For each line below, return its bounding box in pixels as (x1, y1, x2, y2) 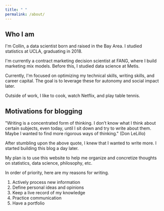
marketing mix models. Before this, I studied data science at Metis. (5, 63, 140, 69)
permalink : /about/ (5, 12, 45, 17)
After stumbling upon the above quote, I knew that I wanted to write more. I (5, 140, 157, 146)
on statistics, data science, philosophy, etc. (5, 160, 92, 166)
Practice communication (12, 195, 62, 201)
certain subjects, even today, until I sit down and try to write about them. (5, 125, 151, 131)
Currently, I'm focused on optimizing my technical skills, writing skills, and (5, 72, 155, 79)
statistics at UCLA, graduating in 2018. (5, 48, 82, 54)
